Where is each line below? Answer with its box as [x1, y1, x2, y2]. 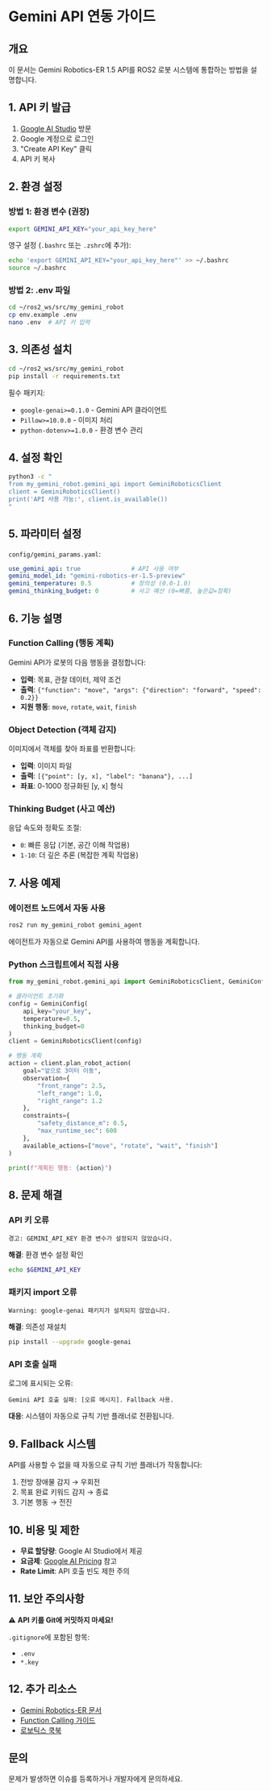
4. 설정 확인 [8, 451, 63, 464]
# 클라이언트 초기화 [8, 993, 64, 1001]
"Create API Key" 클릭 [19, 144, 93, 153]
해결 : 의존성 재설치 [8, 1322, 67, 1331]
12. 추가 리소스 [8, 1682, 77, 1696]
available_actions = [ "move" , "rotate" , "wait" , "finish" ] [23, 1142, 219, 1150]
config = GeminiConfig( [8, 1000, 89, 1008]
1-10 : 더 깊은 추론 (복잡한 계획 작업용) [19, 850, 139, 860]
